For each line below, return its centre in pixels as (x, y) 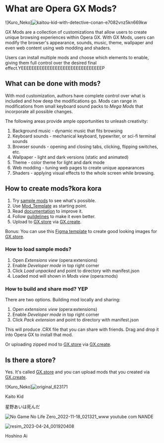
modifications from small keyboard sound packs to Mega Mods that (74, 106)
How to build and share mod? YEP (47, 289)
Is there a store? (30, 360)
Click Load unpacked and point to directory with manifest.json (76, 271)
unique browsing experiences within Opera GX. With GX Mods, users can (80, 37)
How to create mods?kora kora (53, 188)
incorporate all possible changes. (39, 111)
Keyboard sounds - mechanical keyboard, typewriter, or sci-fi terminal (84, 136)
